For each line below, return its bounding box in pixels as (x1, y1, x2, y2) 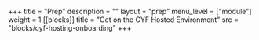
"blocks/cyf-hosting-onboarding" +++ (8, 24, 132, 32)
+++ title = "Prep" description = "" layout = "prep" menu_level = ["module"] (8, 7, 252, 16)
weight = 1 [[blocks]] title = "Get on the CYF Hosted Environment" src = (8, 15, 239, 24)
